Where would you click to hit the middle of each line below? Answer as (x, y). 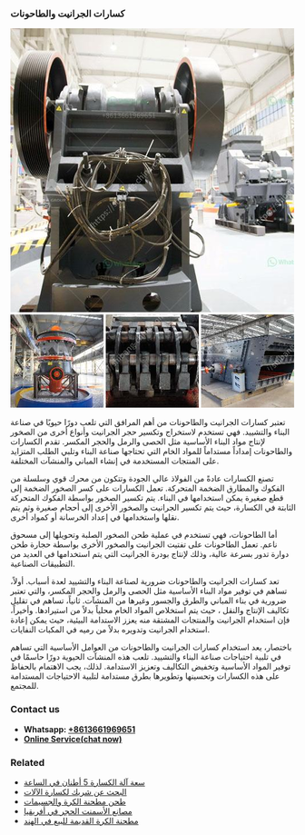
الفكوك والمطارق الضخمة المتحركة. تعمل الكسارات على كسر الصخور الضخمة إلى (148, 488)
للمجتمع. (25, 686)
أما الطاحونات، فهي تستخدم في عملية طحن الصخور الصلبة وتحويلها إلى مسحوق (144, 535)
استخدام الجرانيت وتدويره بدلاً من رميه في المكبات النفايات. (110, 630)
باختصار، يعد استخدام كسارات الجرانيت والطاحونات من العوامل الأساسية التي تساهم (151, 647)
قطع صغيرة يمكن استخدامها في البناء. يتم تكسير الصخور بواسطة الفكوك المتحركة (147, 498)
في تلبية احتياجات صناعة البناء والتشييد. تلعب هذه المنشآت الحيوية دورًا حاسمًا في (146, 657)
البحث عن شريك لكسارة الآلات (75, 791)
